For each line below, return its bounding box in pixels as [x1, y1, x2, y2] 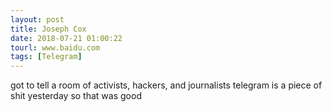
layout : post [10, 14, 65, 25]
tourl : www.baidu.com [10, 42, 101, 53]
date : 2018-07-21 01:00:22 [10, 33, 123, 43]
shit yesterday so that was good [10, 90, 142, 102]
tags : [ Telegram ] [10, 52, 83, 62]
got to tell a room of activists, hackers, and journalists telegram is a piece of [10, 79, 323, 91]
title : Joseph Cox [10, 24, 87, 34]
